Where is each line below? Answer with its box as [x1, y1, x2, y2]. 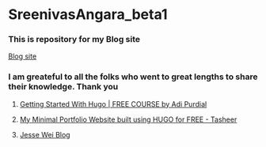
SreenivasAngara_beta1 [8, 6, 168, 24]
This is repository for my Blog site [8, 34, 141, 45]
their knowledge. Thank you [8, 81, 119, 92]
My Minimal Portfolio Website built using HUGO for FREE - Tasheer [19, 115, 237, 124]
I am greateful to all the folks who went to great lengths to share [8, 71, 258, 82]
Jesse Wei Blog [19, 130, 70, 139]
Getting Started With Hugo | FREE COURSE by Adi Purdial [19, 99, 207, 108]
